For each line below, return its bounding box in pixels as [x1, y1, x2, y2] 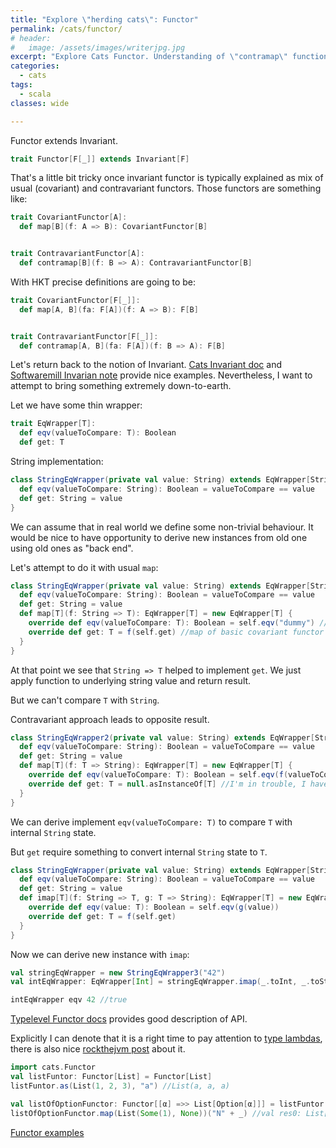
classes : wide [10, 98, 70, 108]
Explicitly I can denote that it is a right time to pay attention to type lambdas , [10, 1032, 323, 1045]
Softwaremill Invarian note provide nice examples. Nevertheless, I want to [10, 369, 313, 381]
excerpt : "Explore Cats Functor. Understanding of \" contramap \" [10, 52, 288, 62]
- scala [19, 89, 52, 99]
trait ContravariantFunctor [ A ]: [10, 249, 145, 259]
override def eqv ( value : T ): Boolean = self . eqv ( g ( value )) [28, 902, 280, 912]
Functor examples [10, 1126, 85, 1138]
